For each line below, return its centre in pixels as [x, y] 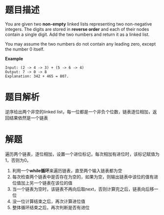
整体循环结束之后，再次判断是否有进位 [51, 207]
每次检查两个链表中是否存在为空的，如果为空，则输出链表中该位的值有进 [85, 177]
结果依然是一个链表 [28, 118]
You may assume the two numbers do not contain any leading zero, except [80, 44]
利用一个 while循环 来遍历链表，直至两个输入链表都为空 [67, 170]
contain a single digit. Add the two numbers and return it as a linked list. [77, 34]
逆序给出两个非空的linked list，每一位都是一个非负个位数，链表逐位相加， [79, 111]
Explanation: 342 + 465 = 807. [37, 76]
